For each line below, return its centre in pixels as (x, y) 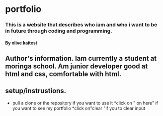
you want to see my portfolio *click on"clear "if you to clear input (79, 108)
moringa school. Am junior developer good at (77, 66)
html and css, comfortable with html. (63, 74)
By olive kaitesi (21, 43)
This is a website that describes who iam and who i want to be (81, 25)
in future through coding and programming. (59, 31)
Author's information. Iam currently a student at (81, 58)
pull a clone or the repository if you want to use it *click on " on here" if (85, 103)
